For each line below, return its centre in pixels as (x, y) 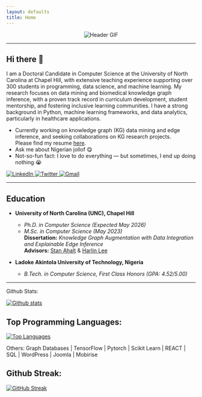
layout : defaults (28, 12)
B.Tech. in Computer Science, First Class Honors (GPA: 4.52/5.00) (106, 274)
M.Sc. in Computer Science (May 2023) (73, 231)
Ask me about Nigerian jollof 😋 (54, 150)
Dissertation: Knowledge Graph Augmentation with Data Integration (109, 238)
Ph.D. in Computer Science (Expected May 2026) (85, 225)
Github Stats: (22, 291)
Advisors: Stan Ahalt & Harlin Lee (66, 250)
